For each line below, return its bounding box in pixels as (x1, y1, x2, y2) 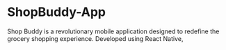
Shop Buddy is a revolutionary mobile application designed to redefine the (7, 27, 220, 35)
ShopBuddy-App (7, 4, 106, 20)
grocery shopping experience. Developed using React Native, (7, 34, 184, 42)
